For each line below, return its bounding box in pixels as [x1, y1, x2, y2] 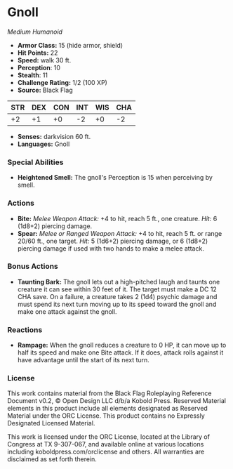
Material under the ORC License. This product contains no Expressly [7, 411, 205, 420]
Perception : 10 [17, 63, 61, 72]
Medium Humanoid [7, 27, 63, 36]
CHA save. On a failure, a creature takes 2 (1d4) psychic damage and [17, 292, 218, 300]
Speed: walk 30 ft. [17, 55, 72, 64]
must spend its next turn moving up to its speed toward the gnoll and [17, 300, 217, 308]
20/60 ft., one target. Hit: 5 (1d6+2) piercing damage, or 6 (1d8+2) [17, 237, 208, 245]
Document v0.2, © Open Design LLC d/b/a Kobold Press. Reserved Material [7, 397, 227, 405]
